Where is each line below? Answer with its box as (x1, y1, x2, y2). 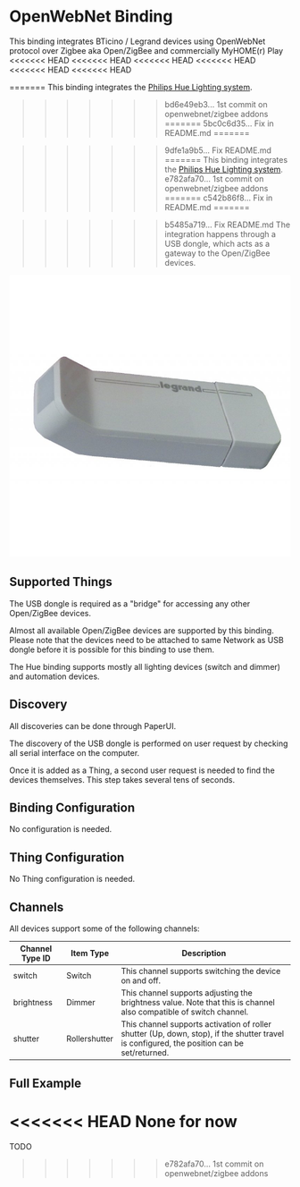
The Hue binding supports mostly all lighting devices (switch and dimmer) (9, 661, 281, 672)
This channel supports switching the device (121, 965, 281, 976)
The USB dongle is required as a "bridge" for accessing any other (9, 598, 251, 609)
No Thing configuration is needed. (9, 874, 136, 885)
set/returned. (121, 1047, 170, 1058)
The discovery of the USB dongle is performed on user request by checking (9, 738, 288, 749)
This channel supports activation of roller (121, 1019, 272, 1030)
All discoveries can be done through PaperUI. (9, 720, 177, 731)
